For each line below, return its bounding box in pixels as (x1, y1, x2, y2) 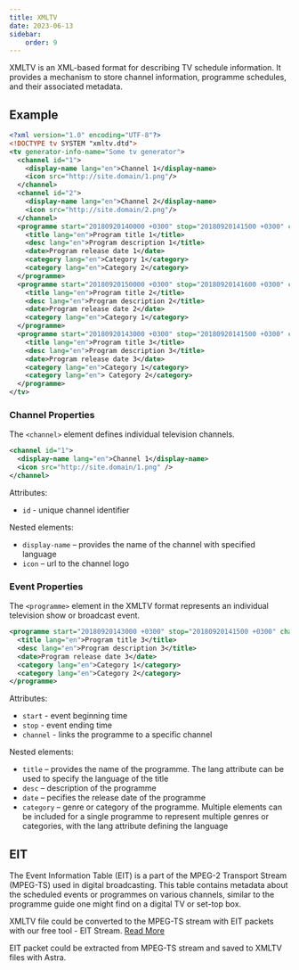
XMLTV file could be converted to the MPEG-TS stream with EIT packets (9, 916, 274, 927)
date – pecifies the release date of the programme (21, 793, 206, 803)
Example (9, 107, 59, 122)
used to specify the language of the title (21, 773, 169, 785)
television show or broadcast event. (9, 610, 141, 621)
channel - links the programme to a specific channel (21, 729, 213, 740)
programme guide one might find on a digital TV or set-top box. (9, 899, 242, 909)
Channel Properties (9, 408, 95, 421)
